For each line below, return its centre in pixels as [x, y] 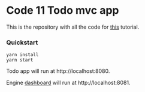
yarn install [22, 55]
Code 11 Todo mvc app [63, 10]
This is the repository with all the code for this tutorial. [73, 27]
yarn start [20, 60]
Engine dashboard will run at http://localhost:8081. [68, 83]
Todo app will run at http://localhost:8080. [58, 71]
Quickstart [22, 42]
